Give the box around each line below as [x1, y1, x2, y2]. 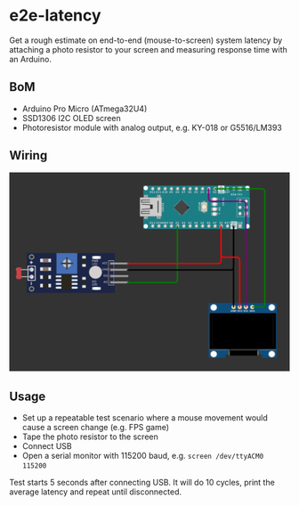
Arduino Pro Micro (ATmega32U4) [21, 103, 148, 114]
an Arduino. [9, 53, 52, 64]
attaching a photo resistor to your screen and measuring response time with [9, 44, 287, 54]
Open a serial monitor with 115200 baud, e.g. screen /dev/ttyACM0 [21, 451, 264, 461]
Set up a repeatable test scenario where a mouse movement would [21, 412, 269, 423]
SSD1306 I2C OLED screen [21, 112, 122, 123]
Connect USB [21, 441, 73, 452]
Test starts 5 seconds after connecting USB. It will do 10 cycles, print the [9, 477, 276, 488]
